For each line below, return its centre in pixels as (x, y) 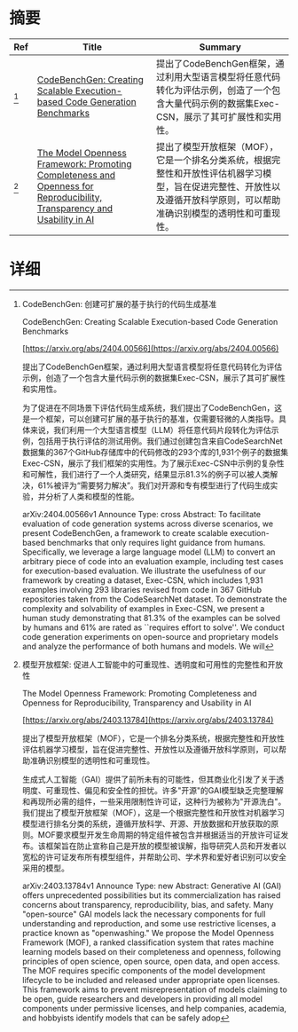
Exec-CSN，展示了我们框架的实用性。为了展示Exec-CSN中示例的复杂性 (153, 463)
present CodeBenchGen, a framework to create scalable (125, 532)
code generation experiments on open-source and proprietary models (150, 636)
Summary (220, 47)
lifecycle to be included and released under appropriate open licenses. (151, 980)
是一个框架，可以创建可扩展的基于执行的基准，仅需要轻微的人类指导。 (150, 419)
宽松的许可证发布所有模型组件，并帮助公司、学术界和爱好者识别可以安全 (154, 856)
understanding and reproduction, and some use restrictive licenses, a (149, 923)
